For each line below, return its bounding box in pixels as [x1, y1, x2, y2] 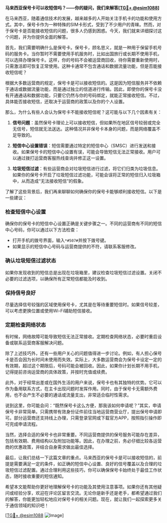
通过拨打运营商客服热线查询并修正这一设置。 [16, 155, 108, 161]
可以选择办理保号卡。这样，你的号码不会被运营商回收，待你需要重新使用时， [5, 57, 162, 63]
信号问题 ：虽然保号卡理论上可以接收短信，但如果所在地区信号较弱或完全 [12, 120, 161, 126]
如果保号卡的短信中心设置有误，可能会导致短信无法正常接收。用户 [21, 149, 157, 154]
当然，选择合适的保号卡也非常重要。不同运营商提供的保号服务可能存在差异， [5, 432, 162, 438]
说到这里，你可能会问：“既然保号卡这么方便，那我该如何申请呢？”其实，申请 [5, 402, 162, 409]
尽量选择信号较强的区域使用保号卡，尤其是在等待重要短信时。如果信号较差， [5, 301, 162, 307]
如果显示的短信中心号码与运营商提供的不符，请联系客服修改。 [12, 243, 139, 250]
